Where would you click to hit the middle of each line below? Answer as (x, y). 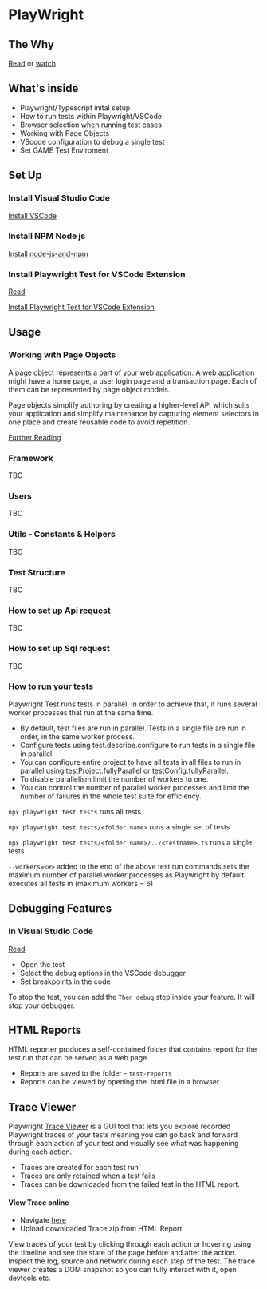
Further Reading (35, 437)
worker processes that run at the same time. (81, 712)
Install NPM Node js (47, 236)
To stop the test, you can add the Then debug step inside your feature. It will (132, 997)
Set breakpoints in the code (65, 981)
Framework (31, 458)
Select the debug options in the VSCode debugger (102, 973)
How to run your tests (51, 686)
